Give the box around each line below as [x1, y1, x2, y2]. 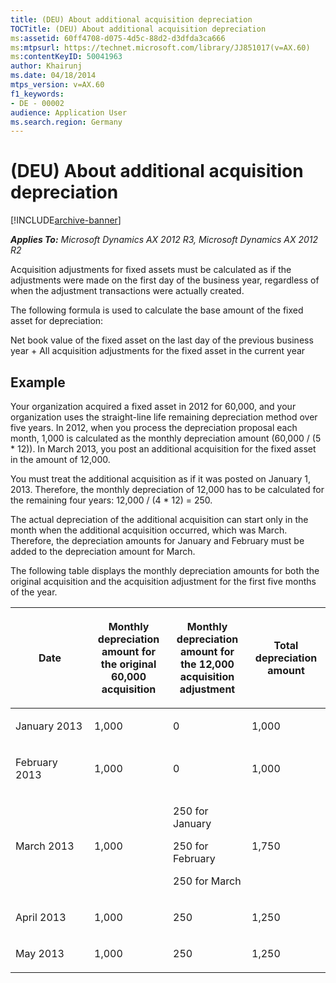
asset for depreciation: [10, 315, 104, 327]
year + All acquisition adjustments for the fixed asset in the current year [10, 345, 306, 357]
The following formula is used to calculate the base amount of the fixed [10, 304, 304, 316]
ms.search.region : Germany [10, 117, 123, 127]
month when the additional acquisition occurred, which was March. [10, 524, 288, 536]
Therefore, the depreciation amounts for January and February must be [10, 535, 305, 546]
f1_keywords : [10, 89, 65, 99]
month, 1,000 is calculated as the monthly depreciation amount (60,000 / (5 [10, 432, 322, 444]
